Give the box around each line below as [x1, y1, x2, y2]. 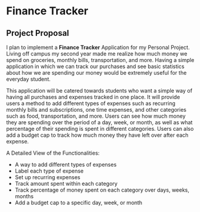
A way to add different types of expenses [14, 161, 117, 168]
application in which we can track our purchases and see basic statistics [6, 63, 185, 70]
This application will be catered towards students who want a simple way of [6, 87, 193, 94]
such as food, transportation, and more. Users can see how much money [6, 112, 186, 119]
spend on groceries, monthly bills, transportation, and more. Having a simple [6, 57, 195, 63]
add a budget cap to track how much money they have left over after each [6, 131, 189, 139]
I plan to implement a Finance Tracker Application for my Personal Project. [6, 44, 190, 51]
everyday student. [6, 76, 51, 82]
